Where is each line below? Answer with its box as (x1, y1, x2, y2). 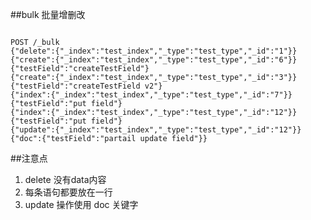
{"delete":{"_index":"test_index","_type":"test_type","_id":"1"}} (10, 46, 298, 56)
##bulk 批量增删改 (10, 9, 86, 20)
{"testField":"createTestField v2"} (10, 81, 163, 91)
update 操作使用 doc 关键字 (24, 199, 139, 210)
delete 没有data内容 (24, 174, 107, 185)
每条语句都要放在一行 (24, 186, 113, 198)
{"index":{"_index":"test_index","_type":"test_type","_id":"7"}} (10, 90, 293, 100)
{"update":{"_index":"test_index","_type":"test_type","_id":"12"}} (10, 125, 302, 135)
